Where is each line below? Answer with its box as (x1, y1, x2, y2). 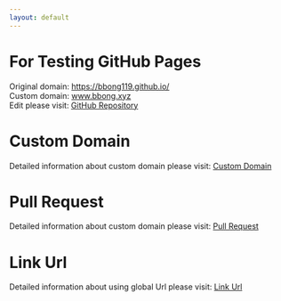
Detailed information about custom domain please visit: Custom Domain (9, 160, 272, 171)
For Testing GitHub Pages (9, 51, 202, 71)
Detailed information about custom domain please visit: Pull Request (9, 221, 260, 232)
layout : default (9, 12, 69, 22)
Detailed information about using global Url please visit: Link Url (9, 281, 243, 292)
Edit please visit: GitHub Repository (9, 100, 139, 110)
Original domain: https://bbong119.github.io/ (9, 81, 170, 92)
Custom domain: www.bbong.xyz (9, 90, 132, 101)
